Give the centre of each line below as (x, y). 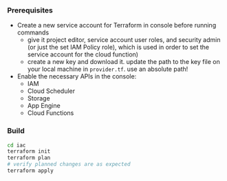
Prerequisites (30, 10)
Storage (39, 98)
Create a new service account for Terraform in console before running (117, 25)
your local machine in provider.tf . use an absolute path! (108, 69)
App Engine (44, 106)
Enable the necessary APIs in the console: (77, 76)
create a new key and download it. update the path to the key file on (123, 62)
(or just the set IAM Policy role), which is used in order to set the (118, 47)
